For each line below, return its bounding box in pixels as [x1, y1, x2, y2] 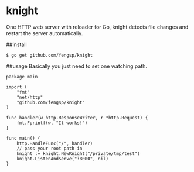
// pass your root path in [16, 145, 83, 152]
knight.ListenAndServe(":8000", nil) [16, 156, 109, 161]
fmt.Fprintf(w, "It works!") [16, 120, 88, 126]
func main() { [6, 135, 41, 141]
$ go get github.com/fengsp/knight [6, 52, 93, 58]
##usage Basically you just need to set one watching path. [6, 63, 148, 70]
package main [6, 74, 38, 80]
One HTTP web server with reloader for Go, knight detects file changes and [6, 23, 189, 30]
